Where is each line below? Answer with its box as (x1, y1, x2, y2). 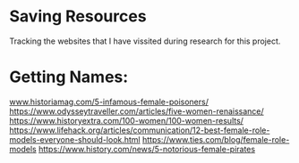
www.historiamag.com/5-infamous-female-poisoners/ (9, 96, 209, 107)
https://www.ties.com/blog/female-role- (141, 134, 290, 144)
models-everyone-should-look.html (9, 134, 141, 144)
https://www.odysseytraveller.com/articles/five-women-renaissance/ (9, 105, 264, 117)
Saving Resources (9, 6, 147, 27)
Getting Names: (9, 67, 129, 87)
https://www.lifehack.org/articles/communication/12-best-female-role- (9, 125, 270, 135)
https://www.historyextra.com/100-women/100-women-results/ (9, 115, 244, 126)
